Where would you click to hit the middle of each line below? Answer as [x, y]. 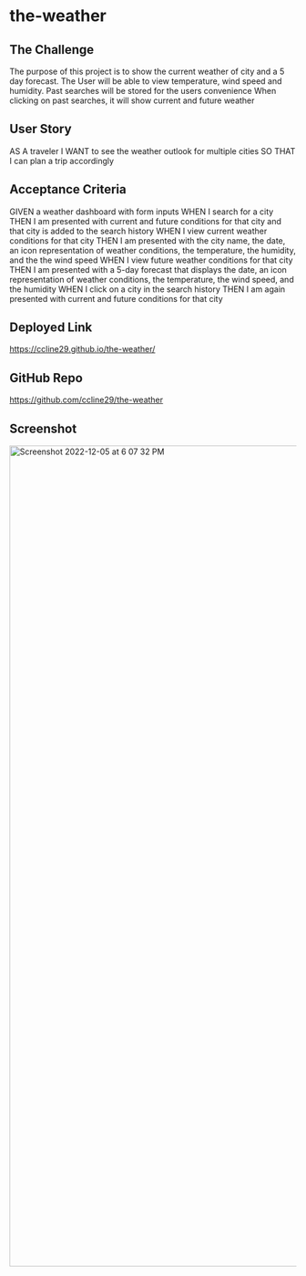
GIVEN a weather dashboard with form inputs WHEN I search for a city [142, 212]
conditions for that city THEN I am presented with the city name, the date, [148, 240]
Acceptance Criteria [68, 189]
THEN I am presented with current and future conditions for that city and [146, 221]
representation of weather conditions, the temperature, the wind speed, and [152, 279]
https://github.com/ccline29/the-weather [87, 400]
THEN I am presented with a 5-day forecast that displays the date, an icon [148, 269]
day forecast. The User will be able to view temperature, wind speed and [146, 81]
